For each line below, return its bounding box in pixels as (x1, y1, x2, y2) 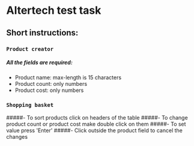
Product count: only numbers (14, 81, 88, 88)
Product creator (6, 46, 54, 52)
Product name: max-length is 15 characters (14, 74, 122, 81)
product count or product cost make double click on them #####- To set (6, 120, 186, 127)
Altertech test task (6, 4, 102, 17)
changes (6, 133, 28, 140)
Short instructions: (6, 28, 79, 38)
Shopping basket (6, 102, 54, 109)
